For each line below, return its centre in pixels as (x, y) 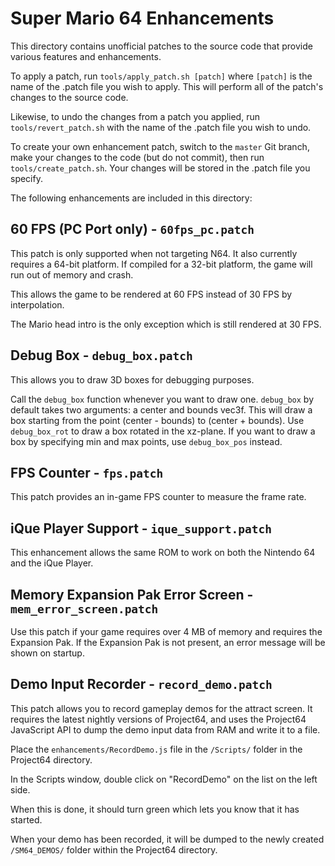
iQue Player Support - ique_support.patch (141, 528)
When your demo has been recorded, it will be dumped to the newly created (167, 839)
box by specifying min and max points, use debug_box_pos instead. (146, 441)
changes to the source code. (69, 97)
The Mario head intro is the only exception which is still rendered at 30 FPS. (166, 324)
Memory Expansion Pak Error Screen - (132, 594)
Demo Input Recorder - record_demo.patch (141, 684)
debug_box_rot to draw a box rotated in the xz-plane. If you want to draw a (163, 431)
